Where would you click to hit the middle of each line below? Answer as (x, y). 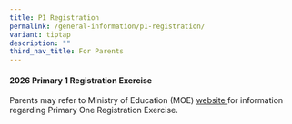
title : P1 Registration (55, 18)
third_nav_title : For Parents (67, 52)
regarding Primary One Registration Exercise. (94, 110)
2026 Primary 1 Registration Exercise (81, 80)
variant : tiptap (40, 34)
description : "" (40, 43)
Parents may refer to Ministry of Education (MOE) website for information (146, 100)
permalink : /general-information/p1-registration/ (107, 26)
